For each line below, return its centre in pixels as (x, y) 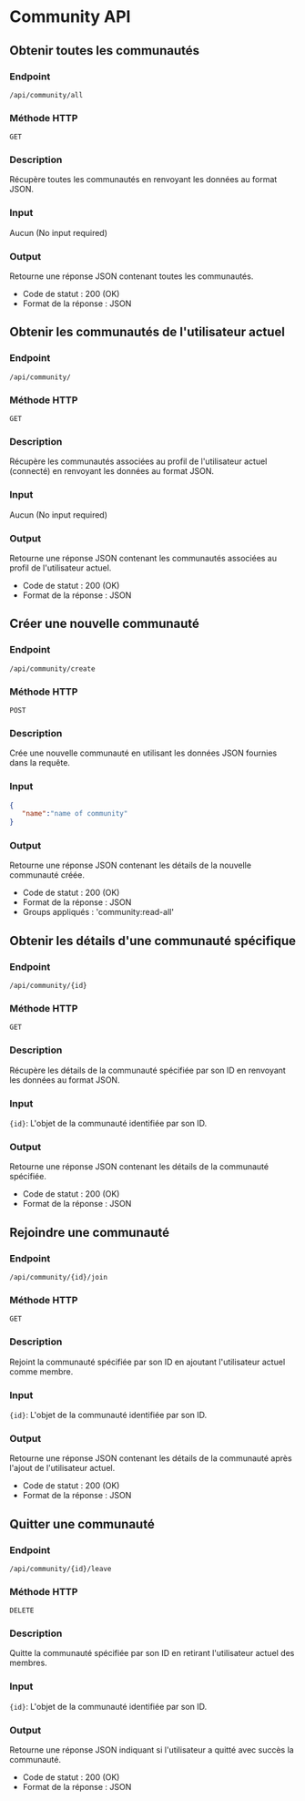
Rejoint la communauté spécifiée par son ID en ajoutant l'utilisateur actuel (147, 1362)
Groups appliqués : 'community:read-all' (98, 912)
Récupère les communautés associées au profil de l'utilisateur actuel (138, 461)
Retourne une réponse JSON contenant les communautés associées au (143, 558)
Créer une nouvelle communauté (105, 624)
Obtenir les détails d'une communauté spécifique (153, 941)
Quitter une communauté (82, 1524)
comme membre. (41, 1371)
